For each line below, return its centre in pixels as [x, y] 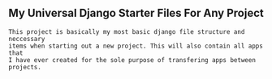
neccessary [27, 39]
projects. [25, 67]
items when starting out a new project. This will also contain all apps [136, 46]
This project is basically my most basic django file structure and [127, 31]
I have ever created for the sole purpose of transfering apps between [132, 60]
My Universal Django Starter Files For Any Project [136, 13]
